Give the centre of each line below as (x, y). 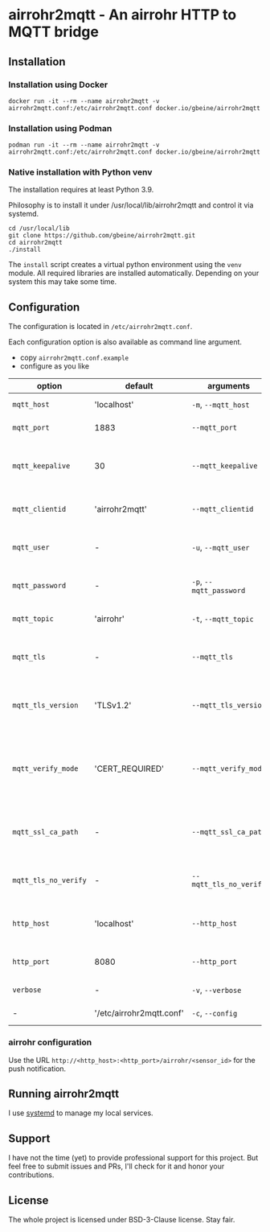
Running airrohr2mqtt (63, 1093)
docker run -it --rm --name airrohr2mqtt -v (84, 101)
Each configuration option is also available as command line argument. (125, 342)
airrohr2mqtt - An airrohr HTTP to (123, 15)
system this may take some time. (63, 282)
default (139, 386)
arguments (229, 386)
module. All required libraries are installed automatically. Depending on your (134, 273)
